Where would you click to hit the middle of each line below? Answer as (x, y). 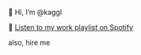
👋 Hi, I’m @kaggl (35, 12)
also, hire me (29, 42)
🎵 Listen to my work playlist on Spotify (70, 27)
